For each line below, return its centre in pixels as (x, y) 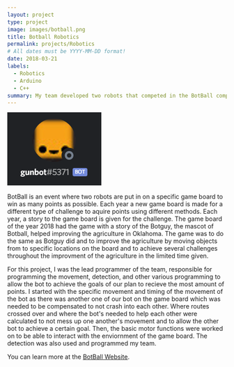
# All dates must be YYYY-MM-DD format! (67, 52)
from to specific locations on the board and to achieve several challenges (112, 249)
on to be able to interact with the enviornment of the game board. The (107, 336)
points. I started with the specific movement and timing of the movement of (115, 292)
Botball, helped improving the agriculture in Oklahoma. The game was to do (116, 234)
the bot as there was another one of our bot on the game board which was (114, 299)
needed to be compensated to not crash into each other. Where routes (108, 306)
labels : (18, 66)
